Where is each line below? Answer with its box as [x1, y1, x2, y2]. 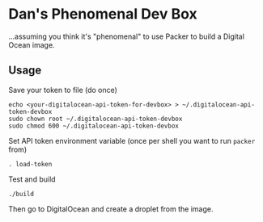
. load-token [8, 160, 53, 168]
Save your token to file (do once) [8, 85, 117, 94]
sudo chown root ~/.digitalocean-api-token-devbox [8, 115, 183, 123]
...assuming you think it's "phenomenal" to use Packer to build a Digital [8, 31, 245, 41]
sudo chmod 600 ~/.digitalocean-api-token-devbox [8, 122, 180, 130]
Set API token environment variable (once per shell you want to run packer [8, 136, 256, 145]
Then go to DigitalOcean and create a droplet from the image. [8, 203, 214, 214]
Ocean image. [8, 40, 55, 49]
